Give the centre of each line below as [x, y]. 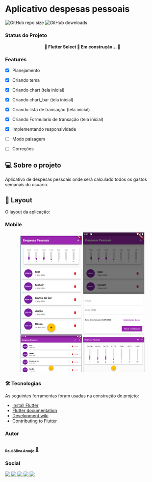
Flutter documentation [35, 410]
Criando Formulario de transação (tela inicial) [58, 120]
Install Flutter [25, 406]
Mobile [13, 224]
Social [13, 463]
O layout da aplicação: [28, 212]
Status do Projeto [26, 35]
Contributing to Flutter [35, 421]
